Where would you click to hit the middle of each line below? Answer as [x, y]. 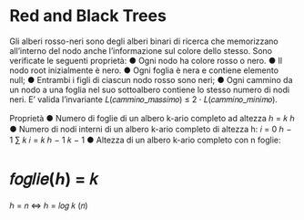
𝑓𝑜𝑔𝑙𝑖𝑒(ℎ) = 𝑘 [54, 179]
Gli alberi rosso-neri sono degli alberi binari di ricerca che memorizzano [144, 41]
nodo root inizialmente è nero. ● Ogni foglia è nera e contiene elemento [144, 70]
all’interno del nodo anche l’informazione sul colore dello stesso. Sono [141, 50]
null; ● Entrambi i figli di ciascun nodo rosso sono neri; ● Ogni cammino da [151, 79]
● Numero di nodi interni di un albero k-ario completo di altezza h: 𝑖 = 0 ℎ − [151, 129]
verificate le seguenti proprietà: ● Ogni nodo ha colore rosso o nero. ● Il [146, 60]
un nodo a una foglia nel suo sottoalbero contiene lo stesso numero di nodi [149, 89]
